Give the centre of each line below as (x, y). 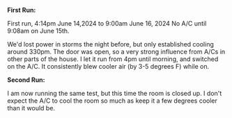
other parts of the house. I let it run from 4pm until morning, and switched (113, 59)
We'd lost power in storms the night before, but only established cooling (110, 44)
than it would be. (31, 108)
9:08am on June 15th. (38, 31)
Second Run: (26, 80)
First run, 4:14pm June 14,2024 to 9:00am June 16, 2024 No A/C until (107, 23)
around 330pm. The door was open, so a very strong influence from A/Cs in (116, 52)
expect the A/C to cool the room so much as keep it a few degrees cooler (112, 101)
